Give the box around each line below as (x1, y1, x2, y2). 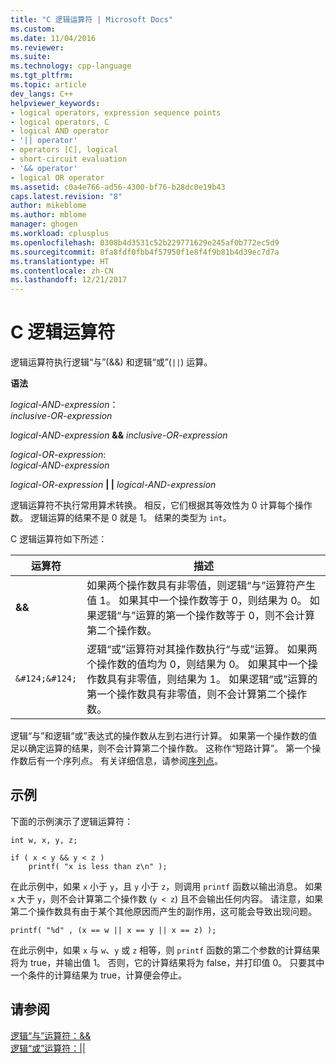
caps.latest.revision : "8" (10, 191, 123, 201)
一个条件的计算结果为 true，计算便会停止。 (10, 969, 188, 981)
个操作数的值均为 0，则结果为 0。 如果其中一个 (86, 657, 308, 671)
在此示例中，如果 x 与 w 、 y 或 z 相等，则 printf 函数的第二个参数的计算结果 (10, 944, 321, 956)
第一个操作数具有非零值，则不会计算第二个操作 (86, 687, 308, 701)
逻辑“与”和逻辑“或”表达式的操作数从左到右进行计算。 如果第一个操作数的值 (10, 730, 318, 742)
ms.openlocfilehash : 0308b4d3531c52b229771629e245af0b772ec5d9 (10, 237, 280, 248)
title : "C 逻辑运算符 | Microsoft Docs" (10, 14, 173, 25)
